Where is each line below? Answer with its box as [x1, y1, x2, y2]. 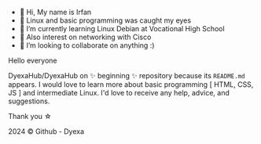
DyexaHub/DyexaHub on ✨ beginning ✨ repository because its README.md [8, 71, 245, 80]
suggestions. [8, 96, 50, 106]
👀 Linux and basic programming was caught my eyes [19, 16, 191, 25]
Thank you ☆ [8, 112, 52, 121]
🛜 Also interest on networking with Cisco [19, 32, 152, 41]
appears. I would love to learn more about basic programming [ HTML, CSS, [8, 80, 254, 89]
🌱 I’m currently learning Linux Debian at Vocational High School [19, 24, 226, 33]
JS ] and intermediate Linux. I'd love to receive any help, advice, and [8, 88, 230, 97]
